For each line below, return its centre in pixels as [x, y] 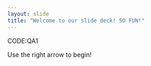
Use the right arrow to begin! [50, 55]
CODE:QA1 [23, 40]
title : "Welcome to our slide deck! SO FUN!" [76, 21]
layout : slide [28, 14]
